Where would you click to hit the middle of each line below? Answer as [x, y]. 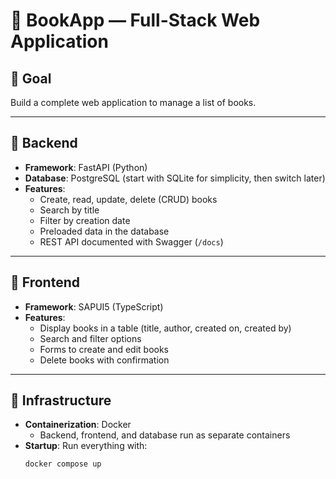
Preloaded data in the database [104, 231]
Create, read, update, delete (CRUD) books [128, 199]
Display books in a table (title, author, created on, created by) [165, 328]
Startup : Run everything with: [86, 446]
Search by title [69, 210]
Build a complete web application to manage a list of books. [133, 102]
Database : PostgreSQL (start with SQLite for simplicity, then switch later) [175, 178]
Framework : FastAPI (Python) [86, 167]
